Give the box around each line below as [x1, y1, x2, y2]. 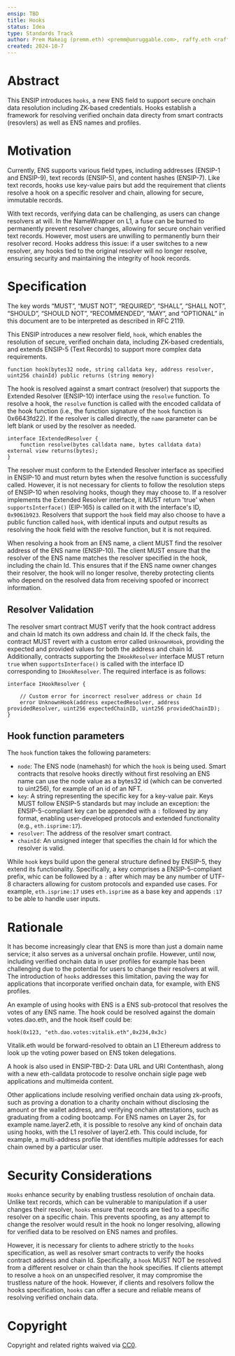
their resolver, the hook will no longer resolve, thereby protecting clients [7, 568, 215, 577]
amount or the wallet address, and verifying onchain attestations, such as [7, 1105, 219, 1114]
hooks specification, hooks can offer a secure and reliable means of [7, 1286, 201, 1294]
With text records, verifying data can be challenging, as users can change [7, 209, 220, 218]
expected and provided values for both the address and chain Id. [7, 645, 194, 653]
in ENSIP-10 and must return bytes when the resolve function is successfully [7, 473, 227, 482]
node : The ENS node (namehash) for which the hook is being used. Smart [17, 762, 226, 771]
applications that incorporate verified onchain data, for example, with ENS [7, 979, 220, 988]
